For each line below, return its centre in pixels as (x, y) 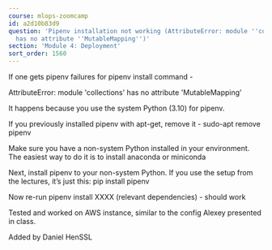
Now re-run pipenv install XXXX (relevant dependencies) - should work (127, 197)
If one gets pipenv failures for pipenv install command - (101, 77)
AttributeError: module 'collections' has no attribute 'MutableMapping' (125, 93)
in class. (22, 221)
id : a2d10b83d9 (34, 24)
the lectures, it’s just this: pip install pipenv (79, 181)
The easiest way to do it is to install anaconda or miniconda (107, 157)
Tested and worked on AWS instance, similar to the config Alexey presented (135, 213)
